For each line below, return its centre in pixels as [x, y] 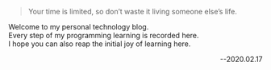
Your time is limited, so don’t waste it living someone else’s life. [133, 12]
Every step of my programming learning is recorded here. [104, 35]
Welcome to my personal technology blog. [79, 27]
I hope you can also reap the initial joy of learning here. [100, 44]
